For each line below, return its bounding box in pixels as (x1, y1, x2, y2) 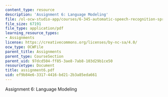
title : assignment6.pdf (5, 68, 55, 73)
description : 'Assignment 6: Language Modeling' (5, 12, 108, 17)
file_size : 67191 (5, 21, 41, 26)
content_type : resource (5, 7, 55, 12)
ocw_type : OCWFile (5, 44, 43, 49)
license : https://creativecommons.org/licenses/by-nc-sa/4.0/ (5, 40, 137, 45)
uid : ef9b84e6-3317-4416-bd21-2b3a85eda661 (5, 72, 97, 77)
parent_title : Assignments (5, 49, 61, 54)
